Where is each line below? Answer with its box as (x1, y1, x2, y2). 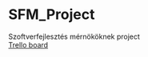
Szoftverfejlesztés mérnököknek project (8, 32, 140, 41)
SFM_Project (8, 6, 95, 24)
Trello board (8, 40, 49, 49)
